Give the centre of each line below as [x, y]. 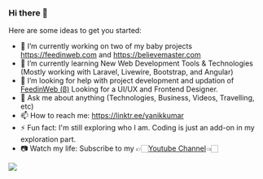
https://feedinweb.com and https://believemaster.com [110, 55]
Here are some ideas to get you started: [75, 31]
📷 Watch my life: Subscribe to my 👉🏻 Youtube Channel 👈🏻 [119, 148]
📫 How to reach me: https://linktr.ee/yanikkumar [102, 116]
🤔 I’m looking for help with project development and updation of [127, 81]
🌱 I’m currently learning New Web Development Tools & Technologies [137, 63]
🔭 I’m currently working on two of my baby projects [106, 46]
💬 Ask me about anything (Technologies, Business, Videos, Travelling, [137, 98]
